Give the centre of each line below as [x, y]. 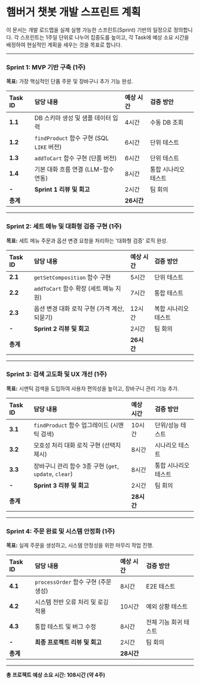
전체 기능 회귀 [164, 622]
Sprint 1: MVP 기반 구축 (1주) [46, 67]
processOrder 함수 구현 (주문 [73, 582]
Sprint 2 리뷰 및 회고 [61, 328]
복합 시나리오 [172, 309]
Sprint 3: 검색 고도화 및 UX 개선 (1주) [57, 374]
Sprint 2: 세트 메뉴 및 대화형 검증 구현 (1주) [64, 226]
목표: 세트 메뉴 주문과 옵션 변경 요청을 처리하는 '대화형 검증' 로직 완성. [87, 240]
